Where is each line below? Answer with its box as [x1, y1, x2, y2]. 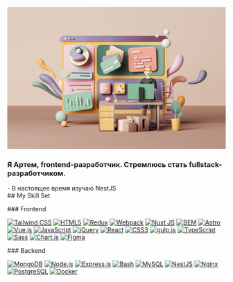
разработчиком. [7, 168, 66, 178]
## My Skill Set [7, 191, 51, 200]
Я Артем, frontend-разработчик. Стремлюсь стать [7, 159, 188, 169]
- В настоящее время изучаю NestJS [7, 184, 116, 193]
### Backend [7, 247, 46, 255]
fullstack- [189, 159, 223, 169]
